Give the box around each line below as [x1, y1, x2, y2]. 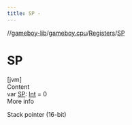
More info [7, 97, 35, 105]
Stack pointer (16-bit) [7, 110, 67, 118]
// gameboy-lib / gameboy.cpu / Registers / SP [7, 29, 125, 37]
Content [7, 83, 30, 91]
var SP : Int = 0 [7, 89, 48, 98]
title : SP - [7, 10, 41, 17]
